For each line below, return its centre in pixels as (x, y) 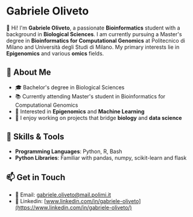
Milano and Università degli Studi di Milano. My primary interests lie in (93, 47)
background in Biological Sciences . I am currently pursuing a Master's (94, 34)
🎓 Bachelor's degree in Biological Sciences (70, 87)
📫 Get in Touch (36, 177)
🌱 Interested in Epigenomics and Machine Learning (80, 111)
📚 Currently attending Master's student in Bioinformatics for (90, 96)
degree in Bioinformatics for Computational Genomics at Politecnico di (96, 40)
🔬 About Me (29, 73)
